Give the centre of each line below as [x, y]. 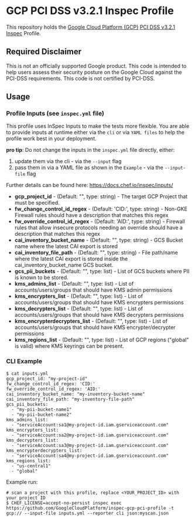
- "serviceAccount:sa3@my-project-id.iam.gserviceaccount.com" [90, 445]
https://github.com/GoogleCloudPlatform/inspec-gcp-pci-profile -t [90, 508]
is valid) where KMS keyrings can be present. [69, 346]
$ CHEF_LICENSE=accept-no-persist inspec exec [64, 503]
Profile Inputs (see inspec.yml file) [55, 114]
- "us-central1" [31, 466]
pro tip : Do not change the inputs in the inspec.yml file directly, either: [90, 150]
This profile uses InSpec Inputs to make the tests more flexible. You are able [98, 126]
